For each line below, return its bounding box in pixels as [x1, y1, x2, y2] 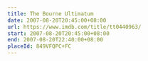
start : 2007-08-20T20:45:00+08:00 [7, 29, 110, 37]
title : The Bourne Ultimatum [7, 10, 94, 18]
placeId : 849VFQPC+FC [7, 43, 72, 50]
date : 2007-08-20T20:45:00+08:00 [7, 17, 107, 24]
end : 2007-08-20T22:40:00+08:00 [7, 36, 103, 43]
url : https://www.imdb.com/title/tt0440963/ [7, 23, 142, 30]
